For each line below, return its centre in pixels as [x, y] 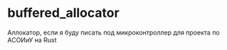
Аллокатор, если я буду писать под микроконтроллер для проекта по [114, 32]
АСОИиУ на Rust [32, 39]
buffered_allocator [63, 13]
